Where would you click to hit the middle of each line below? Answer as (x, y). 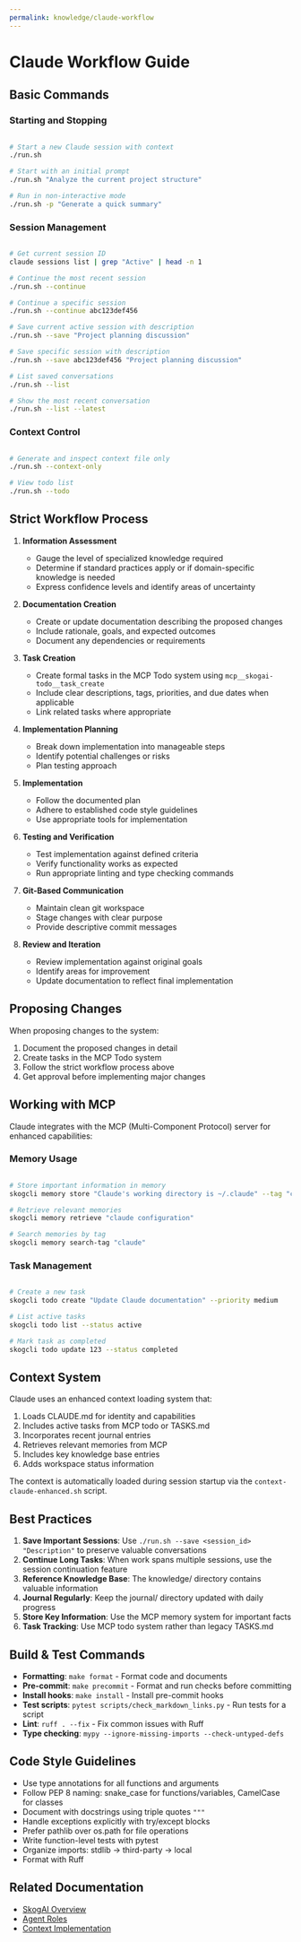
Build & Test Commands (77, 1655)
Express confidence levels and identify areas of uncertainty (146, 586)
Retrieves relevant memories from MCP (95, 1445)
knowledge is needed (75, 577)
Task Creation (49, 658)
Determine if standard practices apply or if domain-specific (145, 568)
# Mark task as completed (57, 1341)
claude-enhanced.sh (46, 1492)
